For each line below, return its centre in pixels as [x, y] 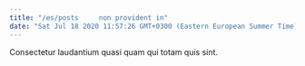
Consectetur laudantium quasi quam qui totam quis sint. [114, 52]
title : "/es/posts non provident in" [89, 18]
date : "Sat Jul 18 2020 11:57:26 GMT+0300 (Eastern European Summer [142, 26]
